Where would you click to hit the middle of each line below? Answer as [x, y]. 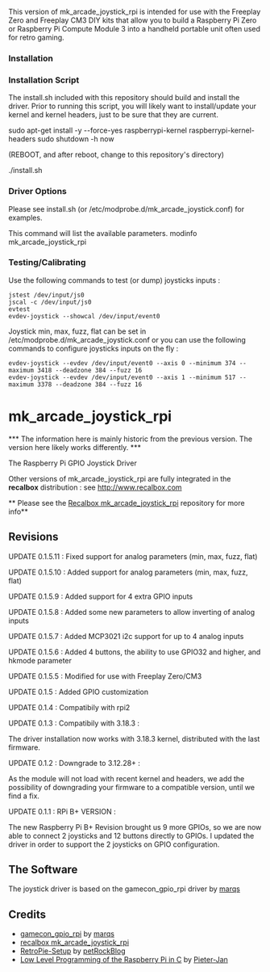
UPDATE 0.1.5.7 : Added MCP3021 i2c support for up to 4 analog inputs [126, 636]
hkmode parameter [40, 660]
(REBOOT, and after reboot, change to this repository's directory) [116, 155]
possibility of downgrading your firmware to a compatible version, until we [132, 787]
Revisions [33, 537]
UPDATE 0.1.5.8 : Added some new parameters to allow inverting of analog [132, 612]
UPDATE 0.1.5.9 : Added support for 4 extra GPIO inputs [101, 596]
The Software [43, 869]
